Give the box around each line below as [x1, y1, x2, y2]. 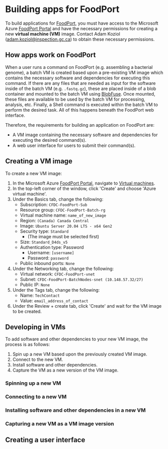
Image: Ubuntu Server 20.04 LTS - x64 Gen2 [20, 223, 112, 229]
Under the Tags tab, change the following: [12, 287, 100, 293]
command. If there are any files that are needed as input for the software [5, 80, 156, 86]
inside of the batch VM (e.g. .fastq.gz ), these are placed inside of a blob [5, 85, 156, 92]
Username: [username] [27, 249, 74, 255]
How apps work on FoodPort [5, 51, 96, 59]
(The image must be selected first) [27, 233, 100, 239]
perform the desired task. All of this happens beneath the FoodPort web [5, 107, 154, 113]
